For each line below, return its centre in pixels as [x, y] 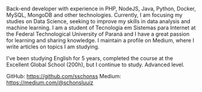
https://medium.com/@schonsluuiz [50, 82]
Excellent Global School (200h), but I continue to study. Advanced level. [96, 65]
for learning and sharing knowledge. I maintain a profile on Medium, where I [100, 40]
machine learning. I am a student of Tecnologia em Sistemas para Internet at [101, 27]
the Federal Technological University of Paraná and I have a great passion [98, 34]
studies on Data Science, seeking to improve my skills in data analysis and [99, 21]
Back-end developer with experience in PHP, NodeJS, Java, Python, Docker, [101, 9]
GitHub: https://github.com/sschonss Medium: [64, 76]
